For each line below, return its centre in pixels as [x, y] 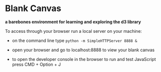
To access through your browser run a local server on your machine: [73, 31]
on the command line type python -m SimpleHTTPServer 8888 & [74, 40]
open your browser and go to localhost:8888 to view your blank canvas [83, 50]
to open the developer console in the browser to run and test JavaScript [84, 59]
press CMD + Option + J [36, 64]
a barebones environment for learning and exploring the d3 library [73, 22]
